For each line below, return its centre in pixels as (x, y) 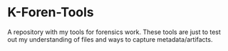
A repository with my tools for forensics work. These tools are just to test (114, 32)
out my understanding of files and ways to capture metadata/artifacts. (110, 39)
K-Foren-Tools (51, 12)
